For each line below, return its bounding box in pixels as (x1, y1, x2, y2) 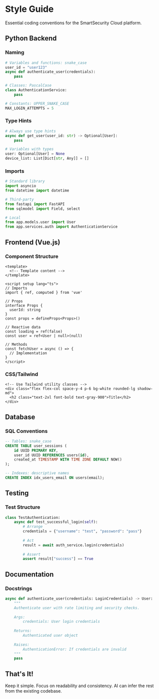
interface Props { (5, 303, 43, 308)
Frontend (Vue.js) (5, 238, 61, 246)
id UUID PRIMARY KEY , (14, 448, 58, 453)
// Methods (5, 342, 28, 347)
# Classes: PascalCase (5, 83, 52, 88)
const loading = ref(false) (5, 329, 63, 334)
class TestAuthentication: (5, 515, 61, 520)
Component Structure (5, 253, 59, 260)
